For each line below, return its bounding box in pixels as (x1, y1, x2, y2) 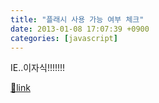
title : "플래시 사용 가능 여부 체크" (10, 14, 145, 25)
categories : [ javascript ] (10, 33, 118, 43)
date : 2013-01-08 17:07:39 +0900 (10, 24, 150, 34)
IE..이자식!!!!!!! (10, 62, 66, 74)
